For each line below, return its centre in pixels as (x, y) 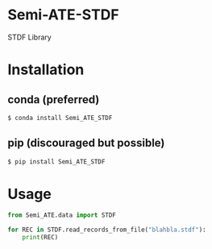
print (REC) (40, 238)
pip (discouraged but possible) (86, 143)
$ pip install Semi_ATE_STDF (56, 162)
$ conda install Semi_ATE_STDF (60, 118)
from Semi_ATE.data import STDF (62, 215)
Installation (46, 70)
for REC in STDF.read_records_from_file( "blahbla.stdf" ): (107, 230)
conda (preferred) (54, 100)
